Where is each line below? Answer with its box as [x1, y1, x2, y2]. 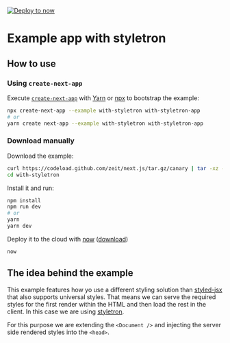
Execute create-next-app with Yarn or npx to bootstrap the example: [7, 93, 200, 102]
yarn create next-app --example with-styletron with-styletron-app [7, 120, 204, 127]
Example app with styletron [7, 31, 166, 46]
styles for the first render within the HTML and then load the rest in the [7, 300, 207, 308]
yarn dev [7, 223, 32, 230]
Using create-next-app [7, 78, 83, 88]
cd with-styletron [7, 171, 60, 178]
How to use [7, 58, 56, 69]
